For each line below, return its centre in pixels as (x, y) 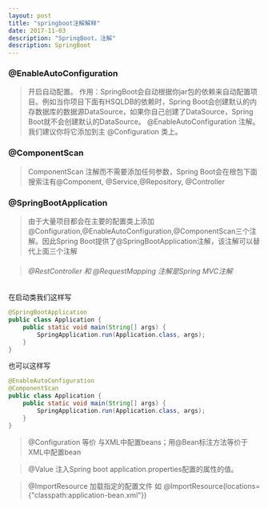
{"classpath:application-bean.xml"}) (87, 495)
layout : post (30, 16)
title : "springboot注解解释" (54, 23)
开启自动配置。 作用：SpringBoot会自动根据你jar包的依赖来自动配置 (139, 92)
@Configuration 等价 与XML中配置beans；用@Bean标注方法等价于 (138, 442)
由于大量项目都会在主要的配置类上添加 (91, 222)
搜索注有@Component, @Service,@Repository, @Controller (126, 182)
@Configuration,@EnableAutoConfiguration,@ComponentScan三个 (138, 231)
